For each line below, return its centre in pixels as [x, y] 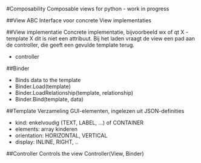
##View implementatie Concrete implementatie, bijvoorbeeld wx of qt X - [97, 32]
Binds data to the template [48, 80]
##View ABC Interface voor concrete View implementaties [79, 20]
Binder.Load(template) [43, 86]
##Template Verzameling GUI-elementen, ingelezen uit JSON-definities [95, 111]
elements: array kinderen [46, 129]
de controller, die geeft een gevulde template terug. [71, 45]
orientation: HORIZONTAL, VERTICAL [61, 136]
